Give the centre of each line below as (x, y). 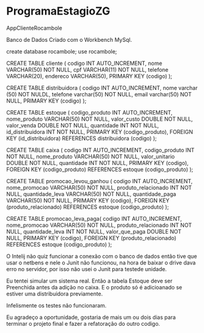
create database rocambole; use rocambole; (62, 51)
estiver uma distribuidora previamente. (55, 294)
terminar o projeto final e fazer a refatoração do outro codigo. (83, 323)
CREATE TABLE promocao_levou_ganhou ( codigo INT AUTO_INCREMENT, (100, 181)
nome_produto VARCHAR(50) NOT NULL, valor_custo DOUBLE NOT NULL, (100, 119)
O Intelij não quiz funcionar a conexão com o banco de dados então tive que (102, 256)
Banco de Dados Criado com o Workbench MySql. (69, 39)
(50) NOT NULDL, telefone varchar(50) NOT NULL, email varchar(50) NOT (99, 94)
